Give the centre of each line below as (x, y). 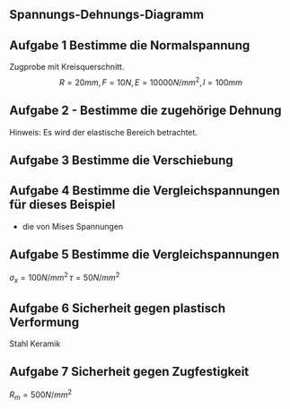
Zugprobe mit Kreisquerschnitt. (67, 67)
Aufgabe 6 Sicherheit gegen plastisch (118, 308)
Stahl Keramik (35, 344)
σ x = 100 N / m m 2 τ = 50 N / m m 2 (65, 278)
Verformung (44, 322)
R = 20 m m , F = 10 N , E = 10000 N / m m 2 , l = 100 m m (151, 82)
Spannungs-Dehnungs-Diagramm (107, 15)
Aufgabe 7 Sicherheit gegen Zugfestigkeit (129, 372)
